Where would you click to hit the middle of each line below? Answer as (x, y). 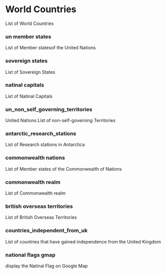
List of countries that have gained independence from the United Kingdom (83, 241)
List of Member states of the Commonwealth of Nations (64, 169)
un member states (28, 37)
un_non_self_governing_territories (49, 109)
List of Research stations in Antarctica (45, 145)
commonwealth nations (35, 158)
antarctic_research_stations (41, 134)
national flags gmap (31, 255)
